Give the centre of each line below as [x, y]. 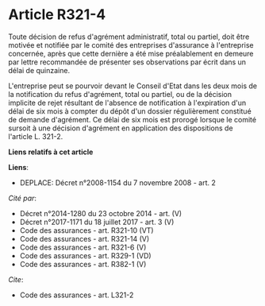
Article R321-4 [57, 15]
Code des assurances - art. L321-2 [77, 295]
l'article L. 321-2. [36, 136]
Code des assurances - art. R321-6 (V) [83, 247]
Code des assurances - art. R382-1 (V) [83, 264]
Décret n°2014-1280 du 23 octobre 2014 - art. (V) [101, 213]
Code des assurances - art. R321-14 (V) [84, 238]
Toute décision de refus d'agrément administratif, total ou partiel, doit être [129, 37]
